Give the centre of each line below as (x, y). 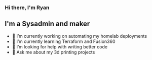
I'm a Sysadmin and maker (47, 24)
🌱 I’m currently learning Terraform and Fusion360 (64, 41)
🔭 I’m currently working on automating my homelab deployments (80, 36)
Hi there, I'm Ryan (27, 8)
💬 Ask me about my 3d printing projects (53, 52)
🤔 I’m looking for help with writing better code (60, 46)
